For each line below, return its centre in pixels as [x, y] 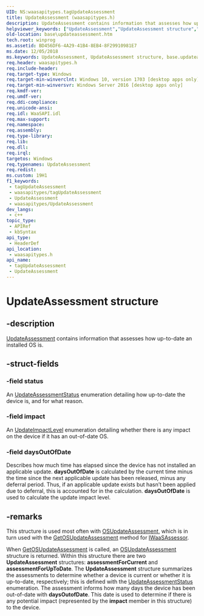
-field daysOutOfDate [39, 452]
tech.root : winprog [31, 40]
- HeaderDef [24, 243]
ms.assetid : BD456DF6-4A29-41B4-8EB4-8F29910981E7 [72, 46]
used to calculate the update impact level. [59, 498]
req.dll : [17, 147]
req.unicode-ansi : [29, 108]
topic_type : [21, 221]
